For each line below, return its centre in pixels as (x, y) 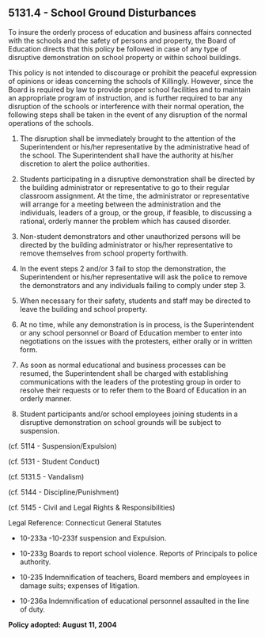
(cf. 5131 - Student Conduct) (54, 461)
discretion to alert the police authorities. (85, 163)
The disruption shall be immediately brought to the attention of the (127, 138)
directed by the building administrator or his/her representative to (126, 245)
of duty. (32, 609)
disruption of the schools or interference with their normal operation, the (126, 106)
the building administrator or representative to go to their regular (125, 187)
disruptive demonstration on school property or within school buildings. (125, 57)
